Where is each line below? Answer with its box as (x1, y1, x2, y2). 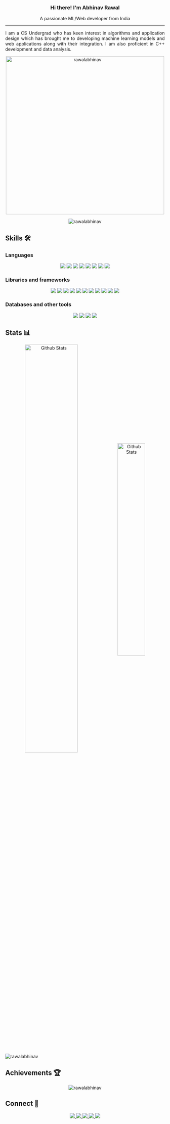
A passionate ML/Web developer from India (39, 16, 131, 22)
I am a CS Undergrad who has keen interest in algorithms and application (5, 30, 165, 36)
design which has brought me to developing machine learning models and (5, 35, 165, 41)
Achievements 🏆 (5, 1069, 61, 1077)
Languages (5, 251, 34, 258)
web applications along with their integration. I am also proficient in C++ (5, 41, 165, 47)
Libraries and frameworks (5, 276, 70, 283)
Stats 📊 (5, 328, 31, 337)
